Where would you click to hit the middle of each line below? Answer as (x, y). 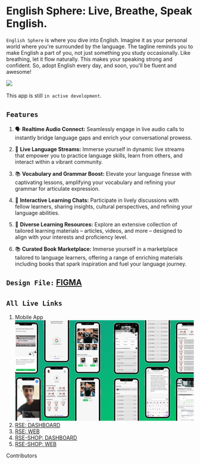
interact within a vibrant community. (59, 161)
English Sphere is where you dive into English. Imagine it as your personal (97, 40)
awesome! (19, 71)
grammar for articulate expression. (57, 188)
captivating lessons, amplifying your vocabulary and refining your (95, 182)
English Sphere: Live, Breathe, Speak (99, 11)
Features (22, 115)
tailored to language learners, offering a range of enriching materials (99, 257)
